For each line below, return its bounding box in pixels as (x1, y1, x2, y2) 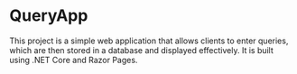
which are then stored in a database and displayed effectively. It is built (9, 44, 274, 55)
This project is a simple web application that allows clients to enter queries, (9, 35, 289, 46)
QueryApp (9, 5, 88, 26)
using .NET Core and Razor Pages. (9, 54, 138, 65)
